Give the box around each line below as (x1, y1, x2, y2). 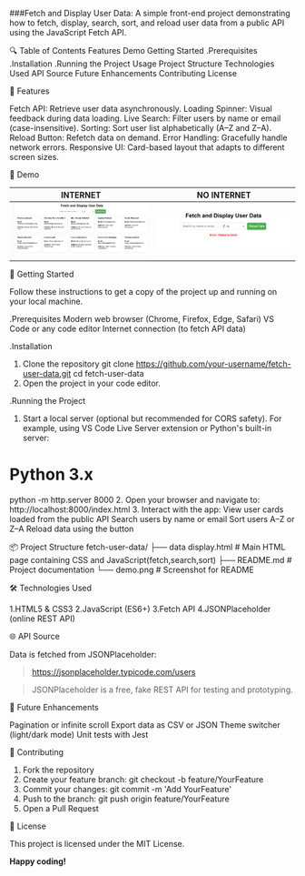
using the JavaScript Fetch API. (9, 27, 127, 37)
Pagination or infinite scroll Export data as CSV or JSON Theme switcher (9, 719, 280, 730)
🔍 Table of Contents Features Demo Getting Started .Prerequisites (9, 45, 258, 55)
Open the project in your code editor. (22, 378, 162, 388)
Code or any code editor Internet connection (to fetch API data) (9, 323, 247, 334)
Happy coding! (9, 855, 66, 867)
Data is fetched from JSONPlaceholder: (9, 649, 157, 660)
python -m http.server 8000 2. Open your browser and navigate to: (9, 494, 261, 505)
